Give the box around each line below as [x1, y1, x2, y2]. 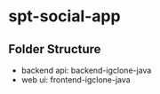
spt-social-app [8, 6, 121, 27]
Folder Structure [8, 42, 101, 57]
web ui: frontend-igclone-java [20, 74, 131, 85]
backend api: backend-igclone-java [20, 65, 152, 75]
